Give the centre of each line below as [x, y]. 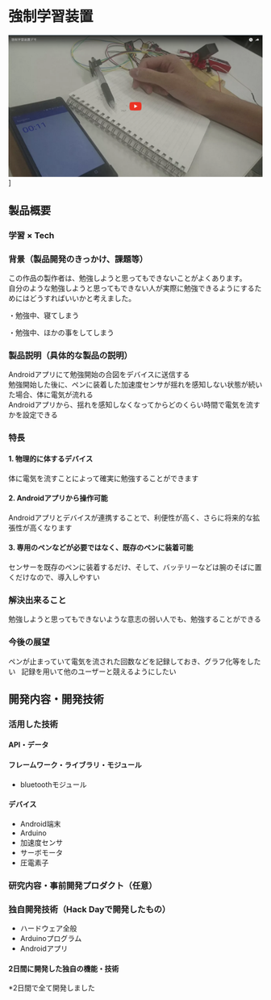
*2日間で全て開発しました [52, 988]
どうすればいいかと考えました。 [82, 299]
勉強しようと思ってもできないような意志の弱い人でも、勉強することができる [135, 619]
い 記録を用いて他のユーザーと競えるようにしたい [92, 672]
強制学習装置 [51, 17]
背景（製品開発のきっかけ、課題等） [78, 259]
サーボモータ [41, 852]
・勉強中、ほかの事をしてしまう [61, 333]
